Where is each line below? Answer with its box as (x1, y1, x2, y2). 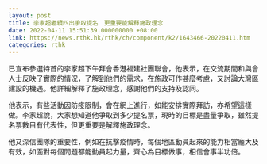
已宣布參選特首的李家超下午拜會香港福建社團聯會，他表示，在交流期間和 (8, 64, 245, 74)
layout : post (8, 11, 52, 20)
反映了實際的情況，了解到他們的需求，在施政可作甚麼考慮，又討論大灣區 (21, 74, 259, 83)
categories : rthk (8, 41, 66, 49)
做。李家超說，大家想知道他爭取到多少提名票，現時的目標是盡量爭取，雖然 (8, 110, 252, 120)
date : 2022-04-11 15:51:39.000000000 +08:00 (8, 26, 158, 34)
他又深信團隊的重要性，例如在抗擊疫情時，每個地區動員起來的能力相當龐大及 (8, 137, 259, 147)
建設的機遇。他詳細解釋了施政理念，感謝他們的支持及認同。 (8, 84, 203, 93)
